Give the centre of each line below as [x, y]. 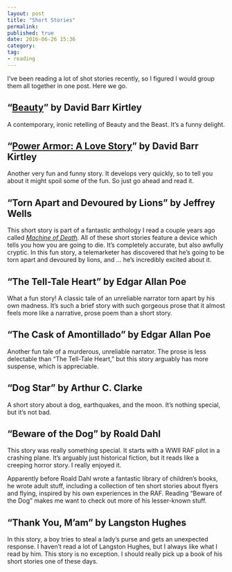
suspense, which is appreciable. [53, 366]
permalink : [23, 26]
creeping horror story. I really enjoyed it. [64, 465]
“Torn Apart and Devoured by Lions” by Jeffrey [111, 203]
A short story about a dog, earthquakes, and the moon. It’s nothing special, [114, 405]
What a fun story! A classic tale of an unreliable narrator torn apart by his [111, 298]
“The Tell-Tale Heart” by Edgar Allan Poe [97, 281]
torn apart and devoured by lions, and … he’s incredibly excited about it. [109, 260]
